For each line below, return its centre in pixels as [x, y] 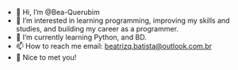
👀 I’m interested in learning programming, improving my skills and [123, 20]
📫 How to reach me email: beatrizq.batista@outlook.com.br [114, 46]
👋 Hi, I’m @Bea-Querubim [58, 12]
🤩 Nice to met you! [46, 57]
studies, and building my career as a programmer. [97, 29]
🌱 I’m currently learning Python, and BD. [81, 37]
